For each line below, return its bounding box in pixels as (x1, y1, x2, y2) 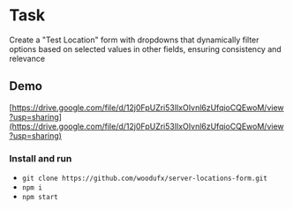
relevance (9, 53, 46, 63)
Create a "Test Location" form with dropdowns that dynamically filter (9, 34, 259, 45)
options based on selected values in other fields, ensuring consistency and (9, 43, 282, 54)
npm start (21, 193, 59, 202)
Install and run (9, 152, 72, 164)
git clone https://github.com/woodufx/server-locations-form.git (21, 174, 267, 183)
